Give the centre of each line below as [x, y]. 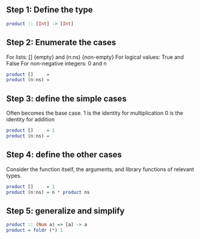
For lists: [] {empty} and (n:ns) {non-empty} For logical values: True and [95, 57]
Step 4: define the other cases [64, 155]
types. [14, 175]
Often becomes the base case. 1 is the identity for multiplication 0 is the [95, 113]
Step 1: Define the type [50, 10]
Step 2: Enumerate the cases [61, 42]
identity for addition [31, 119]
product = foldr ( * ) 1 [35, 231]
